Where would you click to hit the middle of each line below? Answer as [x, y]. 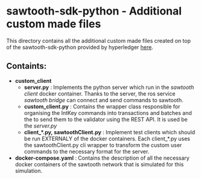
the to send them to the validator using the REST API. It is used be [106, 119]
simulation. [29, 171]
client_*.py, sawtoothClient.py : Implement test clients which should [110, 132]
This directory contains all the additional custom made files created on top [99, 41]
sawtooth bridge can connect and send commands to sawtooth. [104, 100]
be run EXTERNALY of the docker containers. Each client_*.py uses [107, 138]
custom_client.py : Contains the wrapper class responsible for [102, 106]
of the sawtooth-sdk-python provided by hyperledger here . [80, 47]
